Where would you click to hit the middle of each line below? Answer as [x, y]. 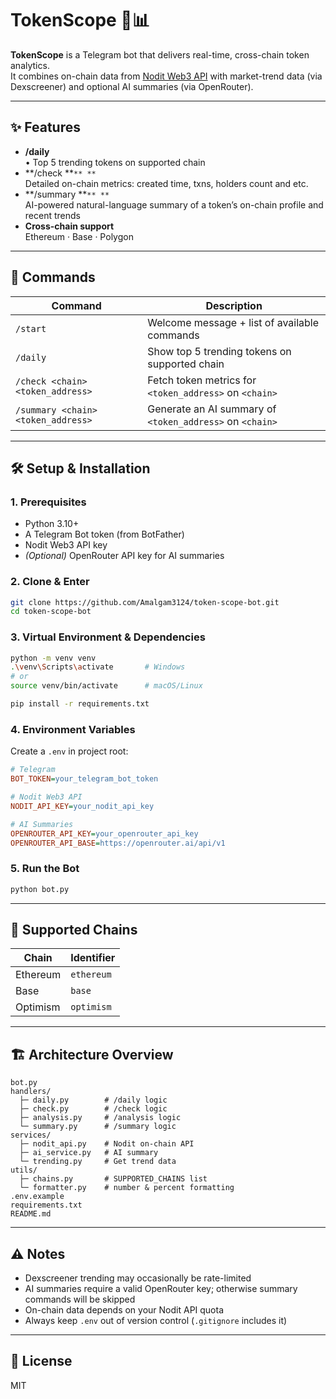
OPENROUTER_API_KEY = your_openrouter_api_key [104, 833]
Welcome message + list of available [233, 322]
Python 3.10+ [52, 524]
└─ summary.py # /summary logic [98, 1127]
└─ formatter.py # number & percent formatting [127, 1188]
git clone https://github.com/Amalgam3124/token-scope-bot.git [145, 602]
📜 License [41, 1361]
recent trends [52, 215]
